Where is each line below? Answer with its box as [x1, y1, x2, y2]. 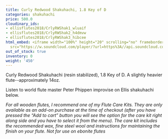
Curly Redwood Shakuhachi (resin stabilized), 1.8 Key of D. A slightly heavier [5, 72, 163, 78]
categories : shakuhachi [5, 12, 55, 17]
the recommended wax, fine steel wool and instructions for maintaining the [5, 123, 160, 129]
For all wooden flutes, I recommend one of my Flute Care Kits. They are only [5, 102, 163, 108]
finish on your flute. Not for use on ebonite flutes [5, 128, 106, 135]
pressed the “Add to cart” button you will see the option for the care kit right [5, 113, 163, 119]
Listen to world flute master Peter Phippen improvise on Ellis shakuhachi [5, 87, 154, 93]
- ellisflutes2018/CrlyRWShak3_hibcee [5, 35, 86, 40]
